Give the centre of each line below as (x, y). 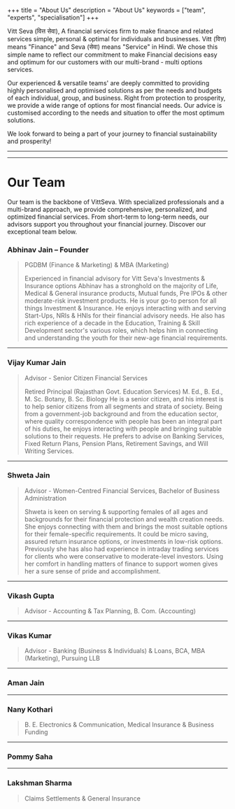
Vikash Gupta (31, 596)
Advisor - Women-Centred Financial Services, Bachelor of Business (122, 491)
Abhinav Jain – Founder (48, 250)
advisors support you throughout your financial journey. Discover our (107, 224)
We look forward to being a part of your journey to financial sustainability (112, 134)
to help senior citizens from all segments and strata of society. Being (123, 406)
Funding (36, 732)
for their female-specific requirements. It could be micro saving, (116, 534)
